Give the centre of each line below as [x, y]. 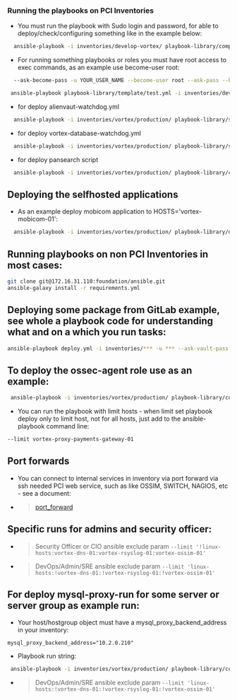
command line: [68, 426]
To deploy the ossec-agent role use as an [100, 370]
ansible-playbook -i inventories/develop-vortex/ [88, 47]
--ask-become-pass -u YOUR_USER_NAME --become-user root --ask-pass [116, 81]
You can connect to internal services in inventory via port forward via [118, 478]
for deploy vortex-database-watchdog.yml [79, 133]
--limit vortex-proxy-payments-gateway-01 [71, 439]
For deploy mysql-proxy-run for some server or [114, 595]
